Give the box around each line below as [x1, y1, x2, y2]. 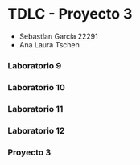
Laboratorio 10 [7, 81, 66, 93]
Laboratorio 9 [7, 60, 62, 71]
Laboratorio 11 [7, 103, 64, 114]
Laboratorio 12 [7, 125, 65, 136]
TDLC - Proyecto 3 [7, 5, 133, 23]
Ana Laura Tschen [19, 39, 80, 49]
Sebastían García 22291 [19, 31, 98, 41]
